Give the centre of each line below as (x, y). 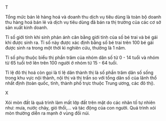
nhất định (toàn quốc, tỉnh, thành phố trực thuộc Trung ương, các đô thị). (80, 83)
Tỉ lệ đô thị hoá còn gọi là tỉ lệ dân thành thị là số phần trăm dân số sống (79, 72)
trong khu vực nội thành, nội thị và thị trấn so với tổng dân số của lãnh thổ (81, 78)
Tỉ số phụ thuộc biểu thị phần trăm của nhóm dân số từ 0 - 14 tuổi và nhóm (82, 57)
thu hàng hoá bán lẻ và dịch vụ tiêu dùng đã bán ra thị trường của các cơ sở (83, 22)
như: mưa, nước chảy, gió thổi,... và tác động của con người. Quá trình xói (80, 108)
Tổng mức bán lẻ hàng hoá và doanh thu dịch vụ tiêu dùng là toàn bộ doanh (83, 17)
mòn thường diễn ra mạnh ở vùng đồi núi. (47, 113)
